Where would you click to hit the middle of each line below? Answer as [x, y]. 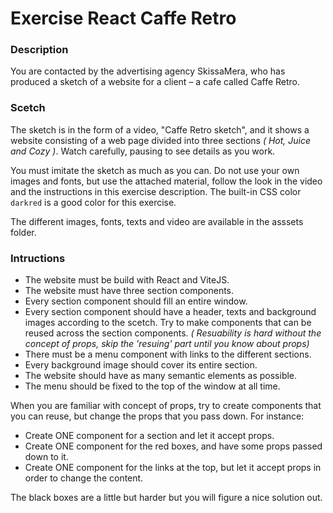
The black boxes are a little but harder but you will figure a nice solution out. [166, 498]
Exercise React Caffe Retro [123, 18]
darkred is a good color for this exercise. [93, 202]
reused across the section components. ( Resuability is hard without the [173, 333]
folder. [23, 232]
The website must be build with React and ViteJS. [127, 280]
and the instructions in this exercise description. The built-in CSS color [156, 191]
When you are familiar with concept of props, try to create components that [166, 406]
